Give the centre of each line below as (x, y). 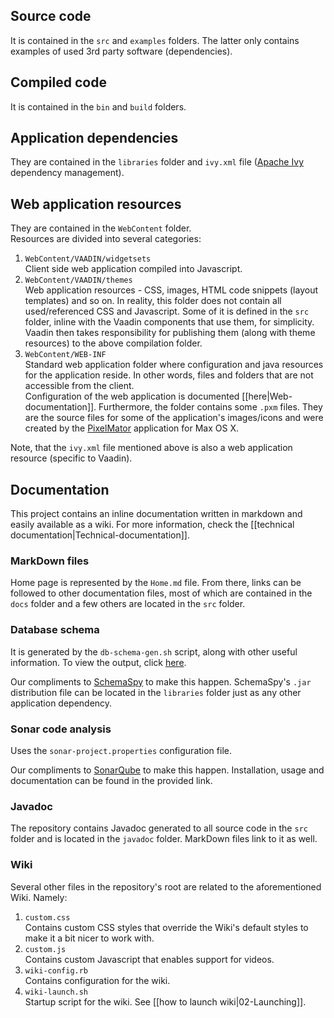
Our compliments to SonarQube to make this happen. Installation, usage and (167, 770)
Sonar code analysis (61, 729)
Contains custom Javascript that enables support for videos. (149, 959)
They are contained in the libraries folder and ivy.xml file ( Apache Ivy (157, 162)
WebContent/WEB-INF (65, 355)
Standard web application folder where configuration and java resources (174, 365)
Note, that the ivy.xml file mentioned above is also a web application (151, 448)
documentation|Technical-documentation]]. (100, 535)
